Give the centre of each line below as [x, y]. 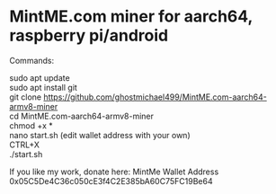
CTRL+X [25, 145]
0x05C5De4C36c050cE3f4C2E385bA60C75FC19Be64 [111, 181]
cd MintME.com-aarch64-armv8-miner [82, 116]
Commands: [32, 60]
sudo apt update [40, 77]
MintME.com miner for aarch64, [131, 17]
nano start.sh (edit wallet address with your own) [100, 135]
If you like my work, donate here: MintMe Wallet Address [114, 172]
